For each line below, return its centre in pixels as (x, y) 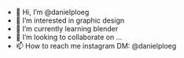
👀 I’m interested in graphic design (70, 20)
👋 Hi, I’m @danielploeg (52, 12)
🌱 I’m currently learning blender (67, 29)
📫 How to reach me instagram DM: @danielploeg (96, 46)
